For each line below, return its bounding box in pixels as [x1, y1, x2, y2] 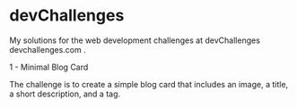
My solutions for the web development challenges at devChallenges [9, 35, 260, 46]
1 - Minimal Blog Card [9, 62, 89, 72]
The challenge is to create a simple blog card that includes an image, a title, [9, 79, 289, 89]
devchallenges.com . [9, 44, 87, 54]
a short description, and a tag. [9, 88, 121, 99]
